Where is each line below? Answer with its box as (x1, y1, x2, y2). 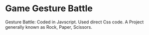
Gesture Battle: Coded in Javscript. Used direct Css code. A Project (5, 19, 144, 25)
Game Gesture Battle (5, 3, 93, 14)
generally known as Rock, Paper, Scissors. (5, 24, 92, 30)
